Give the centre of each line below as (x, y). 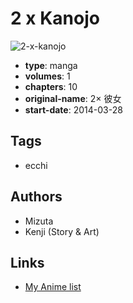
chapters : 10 (51, 86)
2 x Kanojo (55, 18)
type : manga (51, 65)
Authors (36, 197)
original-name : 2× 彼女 (73, 98)
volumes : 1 (47, 76)
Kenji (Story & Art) (62, 231)
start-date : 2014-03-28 (73, 109)
